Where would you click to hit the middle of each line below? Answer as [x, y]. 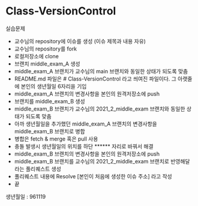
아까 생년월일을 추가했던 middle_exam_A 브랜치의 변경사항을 [85, 124]
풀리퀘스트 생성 [43, 169]
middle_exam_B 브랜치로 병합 [49, 131]
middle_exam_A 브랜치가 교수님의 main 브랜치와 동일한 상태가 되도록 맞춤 [101, 71]
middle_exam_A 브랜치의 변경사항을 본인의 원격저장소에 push [87, 94]
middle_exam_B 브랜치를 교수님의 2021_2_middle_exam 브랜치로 [91, 161]
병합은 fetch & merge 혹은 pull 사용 [56, 139]
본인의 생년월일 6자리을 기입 [54, 86]
